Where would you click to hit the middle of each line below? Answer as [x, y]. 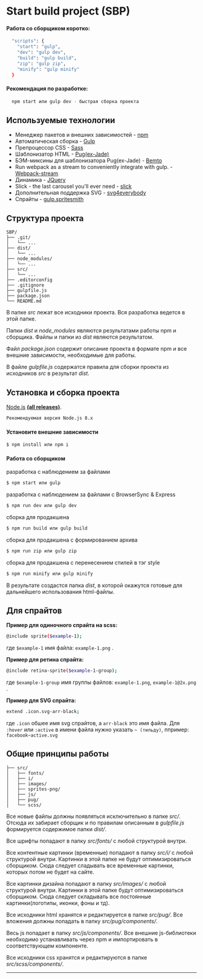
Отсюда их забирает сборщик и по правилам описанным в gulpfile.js [95, 823]
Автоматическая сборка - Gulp [55, 141]
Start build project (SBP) [68, 11]
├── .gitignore [25, 285]
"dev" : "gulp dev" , [42, 53]
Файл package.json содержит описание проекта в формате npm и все [97, 349]
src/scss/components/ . [35, 964]
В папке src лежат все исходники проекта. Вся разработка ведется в [96, 313]
